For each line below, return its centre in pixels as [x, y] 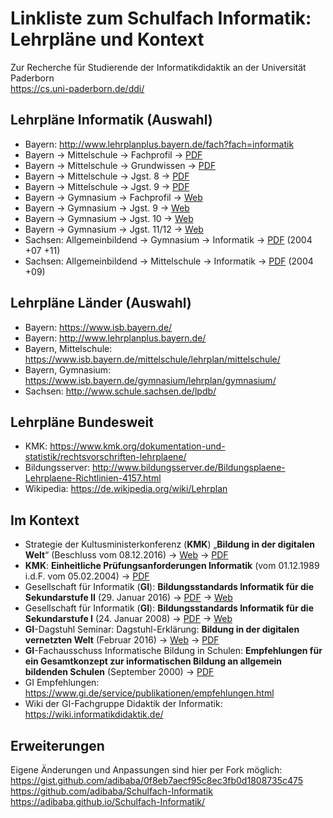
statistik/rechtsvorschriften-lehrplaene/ [105, 457]
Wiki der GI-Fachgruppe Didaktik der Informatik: [123, 704]
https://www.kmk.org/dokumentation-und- [137, 446]
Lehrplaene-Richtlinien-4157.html [93, 478]
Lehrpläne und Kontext [107, 39]
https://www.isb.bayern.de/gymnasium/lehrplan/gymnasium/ [150, 380]
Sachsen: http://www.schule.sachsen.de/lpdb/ [120, 391]
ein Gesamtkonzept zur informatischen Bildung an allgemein [153, 661]
